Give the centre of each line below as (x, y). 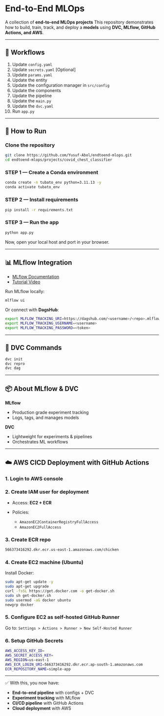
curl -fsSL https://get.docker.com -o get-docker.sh (60, 591)
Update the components (36, 90)
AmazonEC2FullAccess (40, 527)
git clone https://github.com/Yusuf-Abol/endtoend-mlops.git (69, 155)
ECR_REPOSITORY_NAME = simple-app (38, 669)
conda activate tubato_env (32, 187)
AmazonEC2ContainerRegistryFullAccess (59, 522)
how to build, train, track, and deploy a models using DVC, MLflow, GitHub (80, 27)
